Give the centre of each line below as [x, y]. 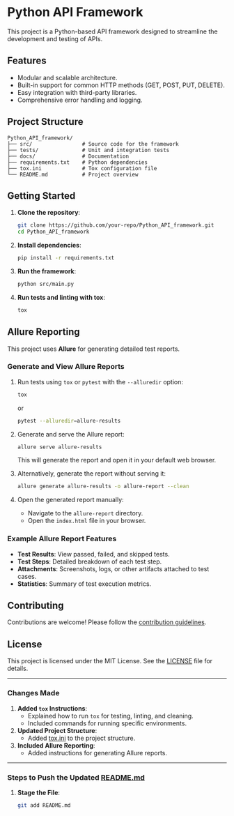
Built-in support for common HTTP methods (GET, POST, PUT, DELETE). [121, 85]
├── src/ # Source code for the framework [93, 144]
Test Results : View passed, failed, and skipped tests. [93, 554]
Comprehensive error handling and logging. [80, 100]
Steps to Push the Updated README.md [76, 777]
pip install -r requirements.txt [66, 258]
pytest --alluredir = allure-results [69, 421]
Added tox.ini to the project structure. [81, 738]
